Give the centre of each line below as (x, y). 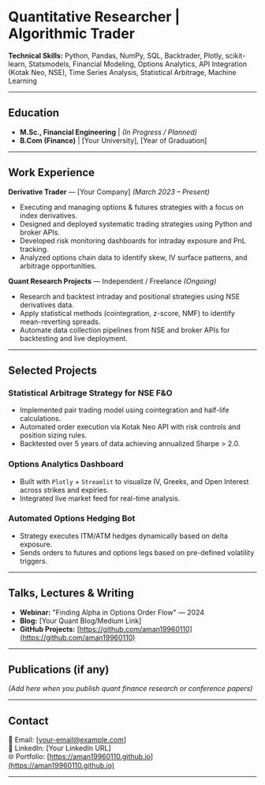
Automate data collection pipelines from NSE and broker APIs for (125, 330)
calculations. (40, 419)
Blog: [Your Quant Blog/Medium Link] (80, 621)
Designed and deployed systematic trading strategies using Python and (136, 223)
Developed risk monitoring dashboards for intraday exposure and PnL (132, 240)
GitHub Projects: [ (50, 629)
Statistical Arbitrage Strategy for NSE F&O (90, 392)
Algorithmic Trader (72, 34)
